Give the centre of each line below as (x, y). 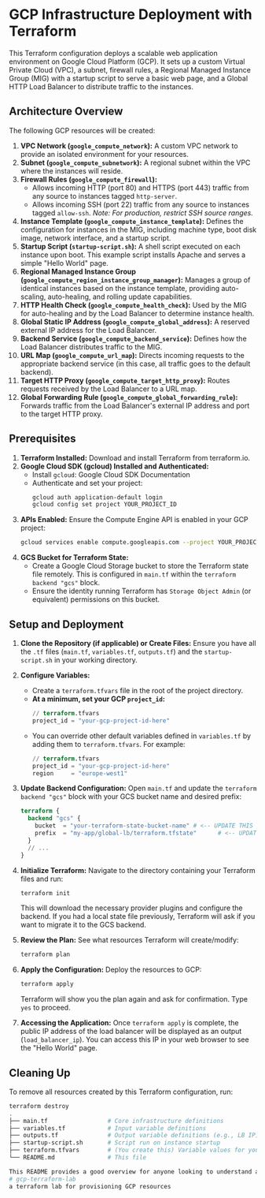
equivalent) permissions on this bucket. (96, 599)
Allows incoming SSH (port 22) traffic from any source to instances (141, 204)
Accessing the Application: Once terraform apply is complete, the (129, 1023)
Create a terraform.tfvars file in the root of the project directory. (138, 690)
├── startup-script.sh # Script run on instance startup (115, 1143)
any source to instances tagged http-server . (105, 196)
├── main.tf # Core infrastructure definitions (116, 1121)
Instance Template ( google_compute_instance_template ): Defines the (132, 221)
